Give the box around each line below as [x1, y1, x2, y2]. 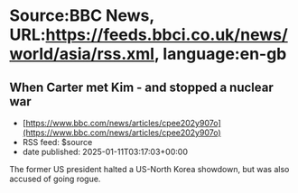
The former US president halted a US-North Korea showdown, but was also [9, 164, 290, 174]
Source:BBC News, [9, 5, 155, 26]
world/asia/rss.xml [9, 44, 155, 64]
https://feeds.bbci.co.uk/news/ [45, 24, 289, 45]
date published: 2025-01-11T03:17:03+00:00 [22, 146, 188, 157]
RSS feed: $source [22, 137, 93, 147]
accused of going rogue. [9, 173, 101, 184]
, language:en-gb [154, 44, 287, 64]
